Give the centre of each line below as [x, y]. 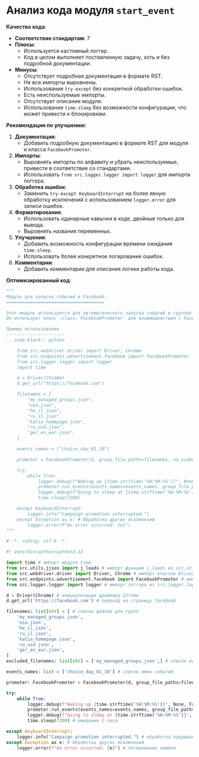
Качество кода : [26, 27]
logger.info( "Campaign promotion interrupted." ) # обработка [94, 737]
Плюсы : [25, 44]
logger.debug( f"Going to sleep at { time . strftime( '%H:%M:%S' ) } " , [110, 715]
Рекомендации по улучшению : [46, 125]
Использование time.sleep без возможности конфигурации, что [105, 107]
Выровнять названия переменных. [67, 231]
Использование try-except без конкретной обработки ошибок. [103, 88]
